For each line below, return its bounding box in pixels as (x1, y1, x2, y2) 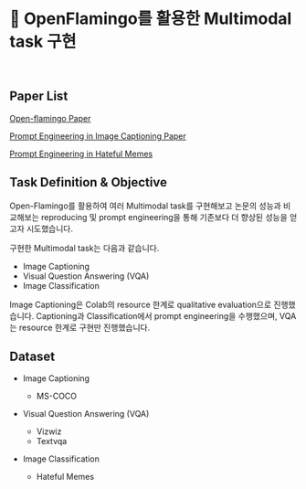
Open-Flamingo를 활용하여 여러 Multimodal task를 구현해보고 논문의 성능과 (9, 200, 281, 211)
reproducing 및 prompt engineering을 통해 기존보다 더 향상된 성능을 (40, 211, 288, 222)
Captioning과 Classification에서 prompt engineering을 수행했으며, (36, 310, 278, 321)
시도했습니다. (26, 223, 74, 234)
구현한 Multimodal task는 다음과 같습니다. (9, 242, 160, 253)
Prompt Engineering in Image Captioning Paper (9, 130, 187, 142)
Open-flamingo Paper (9, 112, 91, 123)
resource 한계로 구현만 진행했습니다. (18, 322, 151, 333)
